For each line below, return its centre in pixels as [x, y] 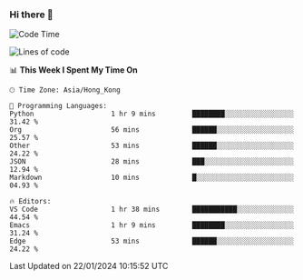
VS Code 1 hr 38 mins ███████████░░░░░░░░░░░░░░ [152, 210]
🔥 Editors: [30, 202]
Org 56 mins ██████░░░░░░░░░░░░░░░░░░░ [152, 130]
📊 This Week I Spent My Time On [73, 70]
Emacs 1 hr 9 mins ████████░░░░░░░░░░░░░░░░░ [152, 225]
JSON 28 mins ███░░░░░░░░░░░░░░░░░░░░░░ [152, 162]
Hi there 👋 [32, 15]
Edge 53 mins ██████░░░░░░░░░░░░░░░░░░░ [152, 241]
